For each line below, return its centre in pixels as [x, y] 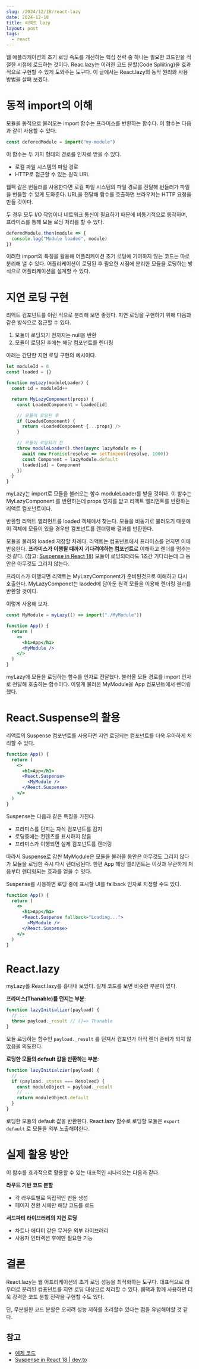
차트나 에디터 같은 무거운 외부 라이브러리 [61, 1230]
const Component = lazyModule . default [70, 459]
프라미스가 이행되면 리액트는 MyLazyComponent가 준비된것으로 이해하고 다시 [97, 576]
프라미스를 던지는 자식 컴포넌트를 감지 [59, 829]
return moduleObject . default [53, 1098]
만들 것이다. [20, 202]
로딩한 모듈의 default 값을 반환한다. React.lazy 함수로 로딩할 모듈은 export [93, 1121]
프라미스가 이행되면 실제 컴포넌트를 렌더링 [63, 844]
